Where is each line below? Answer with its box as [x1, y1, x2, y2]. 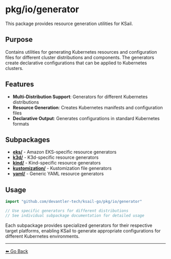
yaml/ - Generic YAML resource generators [12, 171, 104, 177]
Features [5, 80, 34, 89]
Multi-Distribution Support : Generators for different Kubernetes [12, 93, 148, 100]
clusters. [5, 65, 24, 71]
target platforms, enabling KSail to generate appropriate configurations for [5, 227, 161, 233]
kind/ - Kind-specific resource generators [12, 160, 101, 166]
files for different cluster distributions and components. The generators [5, 54, 154, 60]
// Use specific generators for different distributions [5, 208, 129, 214]
